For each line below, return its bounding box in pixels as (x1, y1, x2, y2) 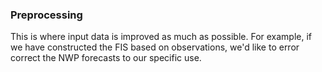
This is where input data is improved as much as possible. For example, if (10, 31, 313, 43)
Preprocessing (10, 8, 83, 22)
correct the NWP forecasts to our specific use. (10, 52, 202, 64)
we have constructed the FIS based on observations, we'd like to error (10, 41, 300, 53)
